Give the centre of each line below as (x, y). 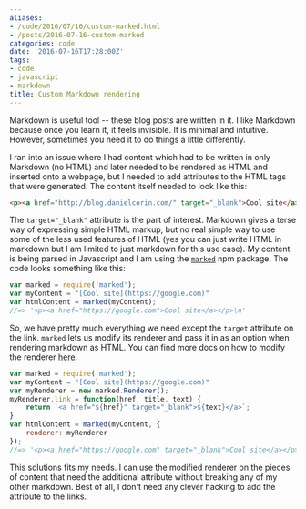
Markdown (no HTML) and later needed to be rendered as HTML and (139, 167)
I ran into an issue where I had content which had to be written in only (140, 157)
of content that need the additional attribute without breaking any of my (143, 477)
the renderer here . (44, 357)
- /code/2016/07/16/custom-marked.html (85, 26)
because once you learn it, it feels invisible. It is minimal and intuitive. (139, 129)
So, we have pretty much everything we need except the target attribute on (152, 328)
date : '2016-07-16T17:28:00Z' (67, 52)
